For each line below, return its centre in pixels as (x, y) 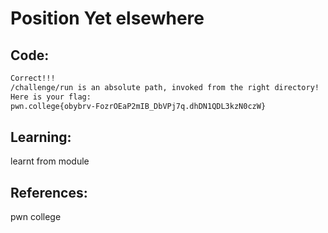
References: (49, 192)
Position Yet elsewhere (107, 18)
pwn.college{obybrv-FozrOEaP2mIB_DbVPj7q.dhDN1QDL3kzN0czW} (138, 106)
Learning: (41, 137)
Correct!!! (33, 78)
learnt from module (50, 161)
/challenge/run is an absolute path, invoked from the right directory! (165, 87)
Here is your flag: (51, 97)
